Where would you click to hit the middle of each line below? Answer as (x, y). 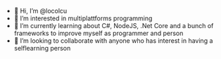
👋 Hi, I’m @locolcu (40, 11)
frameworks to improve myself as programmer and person (99, 33)
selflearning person (42, 48)
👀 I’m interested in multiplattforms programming (83, 18)
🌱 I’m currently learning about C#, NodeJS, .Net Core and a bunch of (114, 26)
